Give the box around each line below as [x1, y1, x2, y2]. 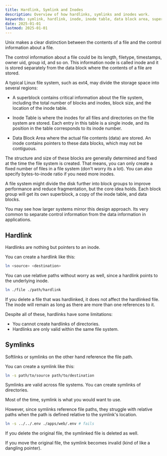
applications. [5, 217, 31, 223]
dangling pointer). [5, 445, 42, 451]
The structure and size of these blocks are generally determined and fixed [5, 155, 158, 161]
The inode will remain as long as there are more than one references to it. [5, 302, 156, 307]
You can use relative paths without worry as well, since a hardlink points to [5, 272, 158, 278]
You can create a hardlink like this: [5, 254, 76, 260]
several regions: [5, 85, 38, 91]
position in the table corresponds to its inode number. [12, 125, 122, 132]
